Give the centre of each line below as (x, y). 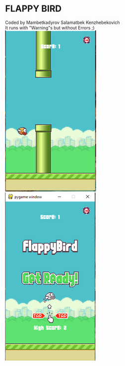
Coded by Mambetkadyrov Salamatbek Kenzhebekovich (62, 22)
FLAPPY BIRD (33, 9)
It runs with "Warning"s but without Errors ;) (50, 27)
